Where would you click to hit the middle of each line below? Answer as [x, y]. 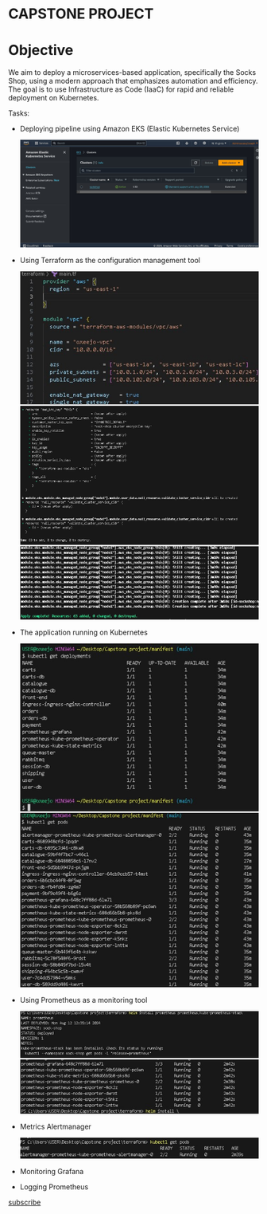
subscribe [25, 1202]
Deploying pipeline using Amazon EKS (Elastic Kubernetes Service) [130, 129]
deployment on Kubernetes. [54, 98]
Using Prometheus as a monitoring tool [83, 1000]
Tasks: [19, 113]
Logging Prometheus [54, 1186]
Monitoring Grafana [52, 1171]
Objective [41, 51]
